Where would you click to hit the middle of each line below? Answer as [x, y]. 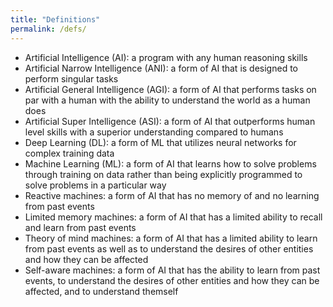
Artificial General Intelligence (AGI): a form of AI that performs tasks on [170, 89]
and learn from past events [80, 227]
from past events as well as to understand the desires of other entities [169, 248]
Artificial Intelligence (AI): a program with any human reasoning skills [166, 57]
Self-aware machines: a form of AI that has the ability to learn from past [172, 270]
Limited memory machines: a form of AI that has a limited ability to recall [173, 217]
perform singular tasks [71, 78]
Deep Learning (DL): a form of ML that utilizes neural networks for [160, 142]
